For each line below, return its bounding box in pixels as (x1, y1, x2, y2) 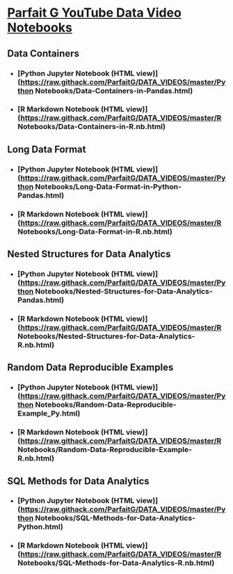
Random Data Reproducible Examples (7, 361, 174, 374)
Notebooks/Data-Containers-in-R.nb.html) (17, 122, 166, 132)
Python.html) (17, 522, 64, 531)
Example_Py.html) (17, 409, 81, 418)
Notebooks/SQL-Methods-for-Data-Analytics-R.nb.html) (17, 558, 215, 568)
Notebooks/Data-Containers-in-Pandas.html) (35, 86, 193, 96)
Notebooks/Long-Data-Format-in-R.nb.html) (17, 227, 172, 236)
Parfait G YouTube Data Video (7, 5, 182, 21)
